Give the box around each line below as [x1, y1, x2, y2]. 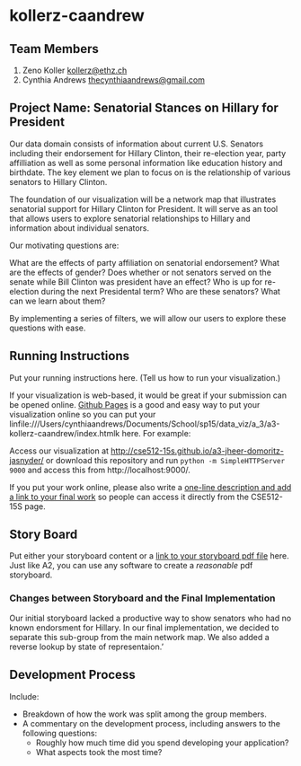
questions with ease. [9, 322, 86, 333]
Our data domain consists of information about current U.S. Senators [9, 138, 263, 149]
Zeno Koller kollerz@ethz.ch [22, 65, 128, 75]
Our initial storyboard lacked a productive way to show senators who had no [9, 612, 292, 623]
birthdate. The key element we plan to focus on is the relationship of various [9, 167, 291, 178]
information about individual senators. [9, 222, 150, 233]
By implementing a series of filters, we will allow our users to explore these [9, 313, 287, 323]
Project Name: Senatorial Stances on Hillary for [9, 101, 279, 116]
